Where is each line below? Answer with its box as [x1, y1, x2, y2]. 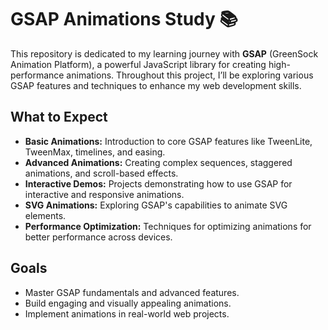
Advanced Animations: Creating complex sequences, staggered [24, 156, 293, 168]
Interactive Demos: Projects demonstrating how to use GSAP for [24, 177, 293, 190]
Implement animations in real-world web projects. [24, 307, 230, 320]
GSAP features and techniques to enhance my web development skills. [10, 79, 302, 91]
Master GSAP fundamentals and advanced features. [24, 286, 240, 298]
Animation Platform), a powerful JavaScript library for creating [10, 58, 267, 70]
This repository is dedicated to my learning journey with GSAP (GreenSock [10, 47, 319, 60]
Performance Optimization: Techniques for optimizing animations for [24, 220, 312, 232]
